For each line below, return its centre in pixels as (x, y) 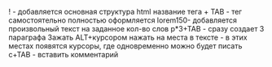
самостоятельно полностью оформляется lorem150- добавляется (123, 20)
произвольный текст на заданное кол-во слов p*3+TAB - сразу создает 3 (136, 29)
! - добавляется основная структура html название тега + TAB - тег (125, 12)
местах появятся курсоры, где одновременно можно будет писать (125, 46)
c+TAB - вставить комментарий (64, 54)
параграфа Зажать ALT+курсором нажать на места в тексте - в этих (128, 37)
